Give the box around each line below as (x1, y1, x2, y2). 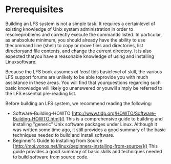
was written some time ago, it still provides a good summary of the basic (12, 127, 166, 133)
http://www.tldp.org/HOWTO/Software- (73, 110, 156, 116)
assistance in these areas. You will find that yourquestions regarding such (5, 79, 161, 86)
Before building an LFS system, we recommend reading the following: (5, 100, 152, 106)
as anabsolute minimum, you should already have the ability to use (5, 37, 146, 43)
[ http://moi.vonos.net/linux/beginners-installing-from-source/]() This (12, 142, 158, 149)
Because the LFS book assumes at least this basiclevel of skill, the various (5, 68, 162, 75)
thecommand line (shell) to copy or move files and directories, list (5, 42, 143, 48)
